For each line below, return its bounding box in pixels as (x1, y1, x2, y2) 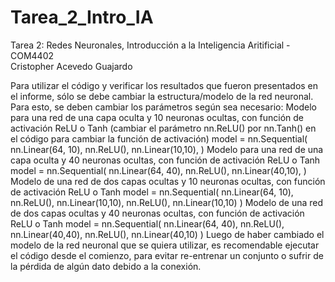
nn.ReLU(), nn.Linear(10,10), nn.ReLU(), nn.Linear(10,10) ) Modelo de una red (10, 196, 324, 208)
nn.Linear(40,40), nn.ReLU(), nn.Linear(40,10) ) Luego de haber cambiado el (10, 228, 325, 240)
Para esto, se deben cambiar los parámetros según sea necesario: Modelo (10, 101, 317, 113)
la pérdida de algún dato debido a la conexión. (10, 260, 202, 272)
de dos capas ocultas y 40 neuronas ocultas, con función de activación (10, 207, 305, 219)
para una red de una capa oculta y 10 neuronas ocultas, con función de (10, 111, 305, 123)
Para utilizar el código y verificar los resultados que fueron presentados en (10, 79, 319, 91)
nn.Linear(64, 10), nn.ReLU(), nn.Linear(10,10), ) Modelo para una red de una (10, 143, 324, 155)
